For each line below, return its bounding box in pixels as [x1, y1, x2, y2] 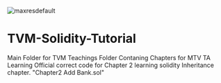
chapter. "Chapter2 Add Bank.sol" [7, 68, 104, 76]
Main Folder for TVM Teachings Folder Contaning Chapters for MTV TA [7, 53, 211, 62]
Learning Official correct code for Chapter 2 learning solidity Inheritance [7, 61, 214, 69]
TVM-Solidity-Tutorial [7, 31, 137, 46]
